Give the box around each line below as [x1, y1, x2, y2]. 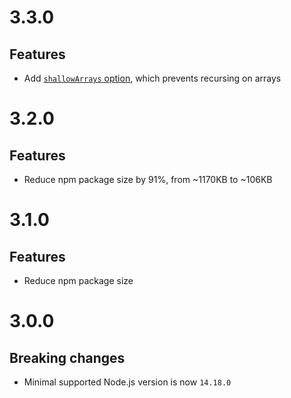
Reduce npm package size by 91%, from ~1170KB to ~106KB [23, 174, 273, 185]
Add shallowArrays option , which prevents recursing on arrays [23, 72, 282, 84]
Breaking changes [9, 349, 126, 366]
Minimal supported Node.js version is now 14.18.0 [23, 376, 232, 388]
